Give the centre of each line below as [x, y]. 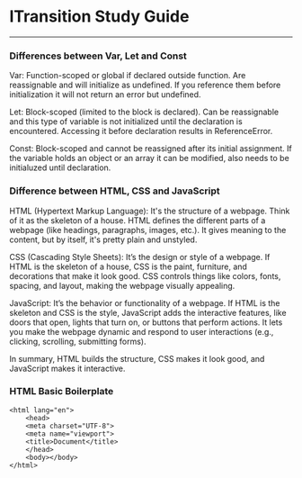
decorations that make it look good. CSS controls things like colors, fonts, [145, 275]
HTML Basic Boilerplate [62, 392]
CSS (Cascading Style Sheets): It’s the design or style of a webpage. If [140, 257]
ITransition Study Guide [99, 17]
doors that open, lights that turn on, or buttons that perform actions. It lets [146, 322]
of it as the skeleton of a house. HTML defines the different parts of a [138, 220]
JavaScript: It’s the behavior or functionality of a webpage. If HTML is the [145, 302]
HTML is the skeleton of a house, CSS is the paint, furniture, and [128, 266]
